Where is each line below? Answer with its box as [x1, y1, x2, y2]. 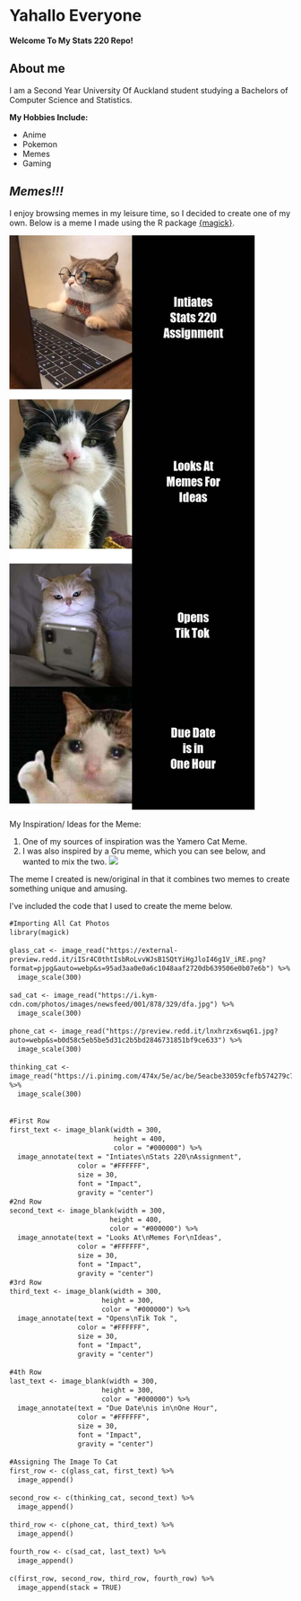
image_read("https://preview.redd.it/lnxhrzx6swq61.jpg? [61, 1027, 279, 1036]
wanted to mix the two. [21, 856, 107, 867]
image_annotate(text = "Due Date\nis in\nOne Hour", [17, 1404, 219, 1413]
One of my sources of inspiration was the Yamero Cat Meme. [21, 835, 248, 846]
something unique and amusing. [9, 883, 128, 894]
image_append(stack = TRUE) [17, 1583, 123, 1592]
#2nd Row [9, 1197, 42, 1206]
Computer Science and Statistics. [9, 94, 133, 105]
